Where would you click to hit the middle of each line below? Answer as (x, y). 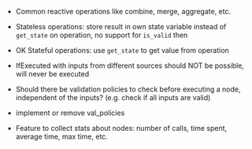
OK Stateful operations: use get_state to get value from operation (122, 50)
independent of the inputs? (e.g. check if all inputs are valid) (113, 97)
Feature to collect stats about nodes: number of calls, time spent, (121, 128)
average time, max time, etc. (62, 136)
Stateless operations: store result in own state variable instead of (121, 26)
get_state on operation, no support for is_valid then (102, 35)
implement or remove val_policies (70, 113)
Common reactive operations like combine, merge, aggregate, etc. (123, 11)
